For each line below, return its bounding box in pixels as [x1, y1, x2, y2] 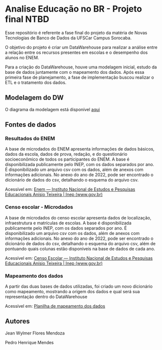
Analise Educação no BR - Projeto [5, 3, 142, 15]
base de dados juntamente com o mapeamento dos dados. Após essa [5, 69, 145, 75]
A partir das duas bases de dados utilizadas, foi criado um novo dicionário [5, 283, 153, 289]
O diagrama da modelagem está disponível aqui [5, 106, 100, 112]
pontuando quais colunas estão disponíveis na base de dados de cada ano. [5, 246, 156, 251]
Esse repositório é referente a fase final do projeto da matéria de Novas [5, 30, 147, 35]
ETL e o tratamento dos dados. [5, 79, 67, 85]
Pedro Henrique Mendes [5, 339, 54, 345]
